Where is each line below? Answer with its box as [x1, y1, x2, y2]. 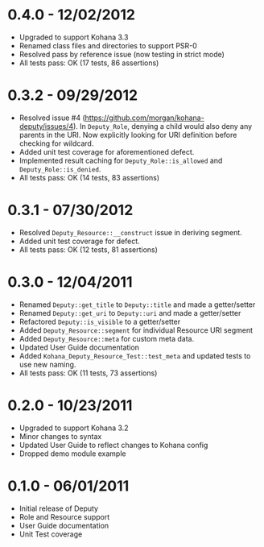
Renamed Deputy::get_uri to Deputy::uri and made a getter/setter [19, 308, 241, 317]
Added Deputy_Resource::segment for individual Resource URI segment [19, 325, 254, 335]
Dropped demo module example [19, 449, 126, 458]
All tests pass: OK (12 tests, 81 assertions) [19, 244, 159, 255]
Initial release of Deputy [19, 503, 98, 513]
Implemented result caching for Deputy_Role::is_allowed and [19, 155, 223, 165]
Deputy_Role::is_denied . [19, 164, 101, 174]
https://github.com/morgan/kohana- [85, 113, 204, 122]
